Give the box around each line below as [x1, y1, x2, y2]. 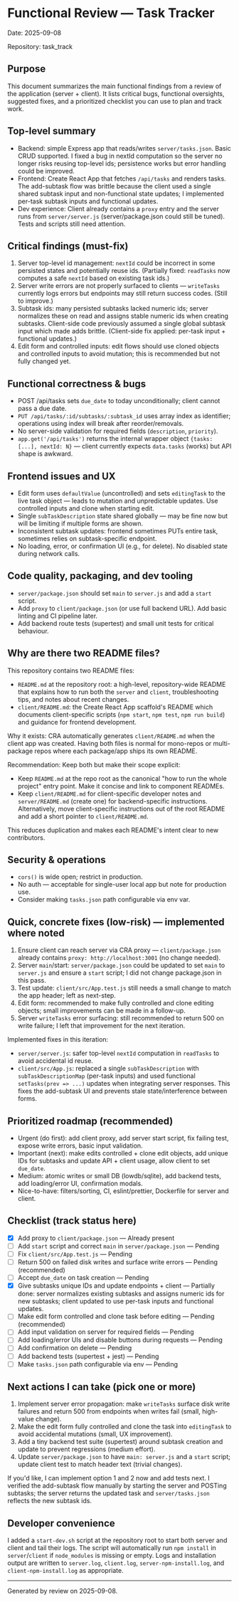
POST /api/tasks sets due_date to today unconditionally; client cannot [17, 397, 221, 405]
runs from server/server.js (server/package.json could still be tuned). [17, 212, 225, 220]
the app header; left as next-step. [17, 991, 116, 1000]
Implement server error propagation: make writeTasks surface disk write [17, 1399, 230, 1409]
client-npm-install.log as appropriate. [7, 1566, 124, 1575]
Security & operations [7, 854, 107, 866]
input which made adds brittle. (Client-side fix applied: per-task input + [17, 327, 226, 336]
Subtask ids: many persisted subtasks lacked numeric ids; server [17, 304, 208, 313]
